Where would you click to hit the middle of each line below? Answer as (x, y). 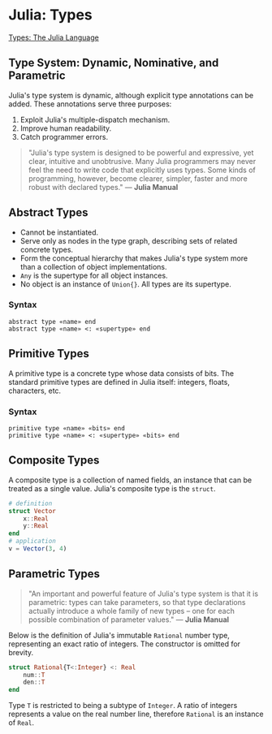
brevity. (21, 652)
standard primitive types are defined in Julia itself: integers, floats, (119, 382)
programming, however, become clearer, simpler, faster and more (138, 178)
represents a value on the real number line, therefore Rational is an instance (136, 714)
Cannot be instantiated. (59, 232)
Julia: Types (51, 15)
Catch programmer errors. (64, 136)
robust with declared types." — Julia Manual (103, 187)
